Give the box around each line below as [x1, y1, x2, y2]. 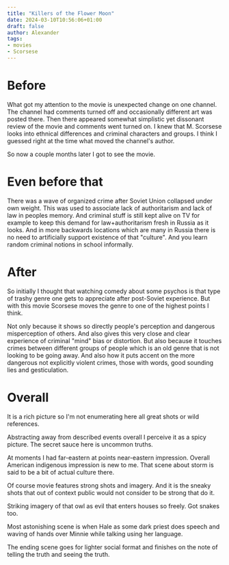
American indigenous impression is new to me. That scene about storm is [7, 460, 214, 469]
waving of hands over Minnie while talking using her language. [7, 529, 183, 538]
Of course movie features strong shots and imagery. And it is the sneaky [7, 481, 211, 490]
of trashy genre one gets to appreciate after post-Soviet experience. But [7, 294, 211, 302]
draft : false [7, 23, 44, 29]
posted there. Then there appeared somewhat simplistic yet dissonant [7, 114, 204, 123]
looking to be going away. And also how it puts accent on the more [7, 351, 195, 360]
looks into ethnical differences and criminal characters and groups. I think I [7, 129, 217, 138]
